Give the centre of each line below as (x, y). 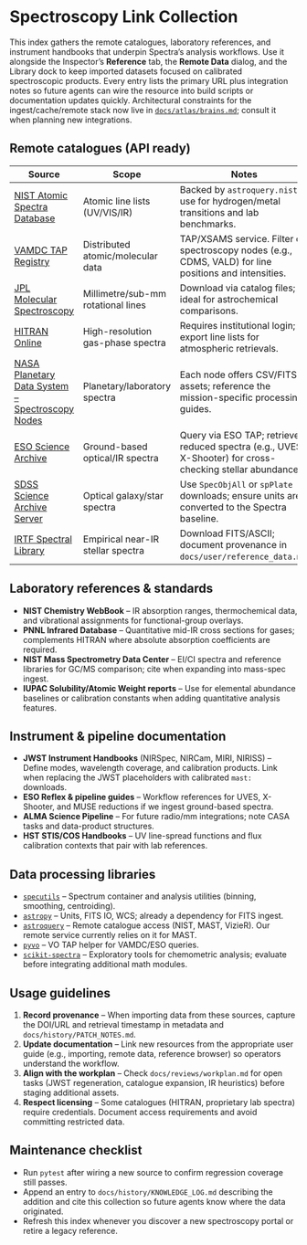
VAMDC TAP (41, 250)
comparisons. (209, 311)
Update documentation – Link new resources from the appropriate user (158, 1044)
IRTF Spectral (43, 539)
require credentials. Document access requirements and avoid (140, 1112)
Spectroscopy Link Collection (124, 17)
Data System (42, 385)
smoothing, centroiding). (69, 906)
